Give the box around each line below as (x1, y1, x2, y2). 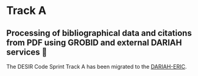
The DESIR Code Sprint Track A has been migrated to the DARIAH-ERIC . (6, 63, 187, 70)
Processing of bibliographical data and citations (6, 28, 192, 38)
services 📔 (6, 47, 48, 57)
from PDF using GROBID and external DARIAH (6, 37, 182, 47)
